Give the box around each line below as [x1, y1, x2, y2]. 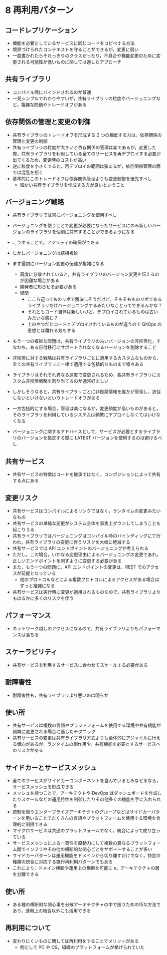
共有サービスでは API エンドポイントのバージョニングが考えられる [12, 545, 149, 551]
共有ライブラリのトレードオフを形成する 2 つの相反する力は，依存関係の [12, 132, 162, 138]
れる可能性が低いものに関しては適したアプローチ [21, 59, 122, 65]
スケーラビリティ [5, 648, 57, 656]
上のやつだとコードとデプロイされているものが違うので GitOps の [27, 321, 162, 327]
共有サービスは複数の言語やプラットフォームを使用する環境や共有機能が [12, 722, 161, 728]
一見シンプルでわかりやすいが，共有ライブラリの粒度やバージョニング [12, 95, 157, 101]
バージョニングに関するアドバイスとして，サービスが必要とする [12, 429, 143, 435]
